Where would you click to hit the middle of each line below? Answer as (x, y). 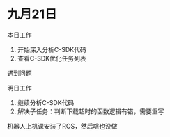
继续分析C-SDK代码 (46, 102)
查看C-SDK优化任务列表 (52, 58)
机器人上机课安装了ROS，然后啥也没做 (62, 126)
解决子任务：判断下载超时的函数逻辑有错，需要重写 (91, 111)
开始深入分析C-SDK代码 (52, 49)
